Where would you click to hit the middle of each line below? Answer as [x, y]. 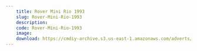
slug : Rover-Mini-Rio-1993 [49, 17]
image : [24, 33]
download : [28, 39]
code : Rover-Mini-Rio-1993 [49, 28]
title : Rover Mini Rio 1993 [50, 11]
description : [32, 22]
